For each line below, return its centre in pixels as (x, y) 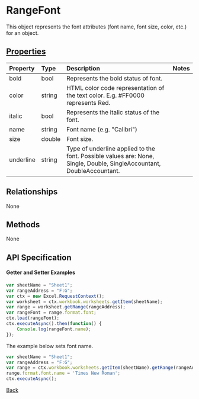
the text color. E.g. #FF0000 (105, 95)
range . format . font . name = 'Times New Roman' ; (63, 374)
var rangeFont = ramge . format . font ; (51, 313)
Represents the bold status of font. (114, 78)
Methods (23, 225)
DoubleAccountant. (93, 170)
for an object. (23, 33)
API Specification (39, 257)
